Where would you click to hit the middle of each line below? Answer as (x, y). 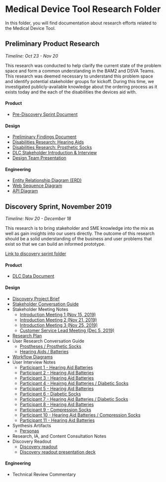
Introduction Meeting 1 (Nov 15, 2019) (58, 314)
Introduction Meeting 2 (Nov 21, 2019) (58, 320)
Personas (29, 431)
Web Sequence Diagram (37, 186)
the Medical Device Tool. (30, 28)
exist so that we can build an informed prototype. (55, 244)
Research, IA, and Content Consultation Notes (59, 436)
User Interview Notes (34, 362)
